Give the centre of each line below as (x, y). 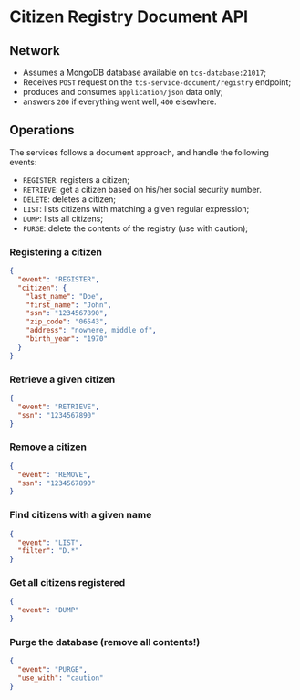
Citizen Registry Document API (129, 17)
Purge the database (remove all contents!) (105, 642)
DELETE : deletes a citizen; (69, 199)
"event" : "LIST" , (51, 542)
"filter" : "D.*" (48, 551)
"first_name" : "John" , (69, 305)
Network (35, 51)
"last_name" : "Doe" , (65, 296)
